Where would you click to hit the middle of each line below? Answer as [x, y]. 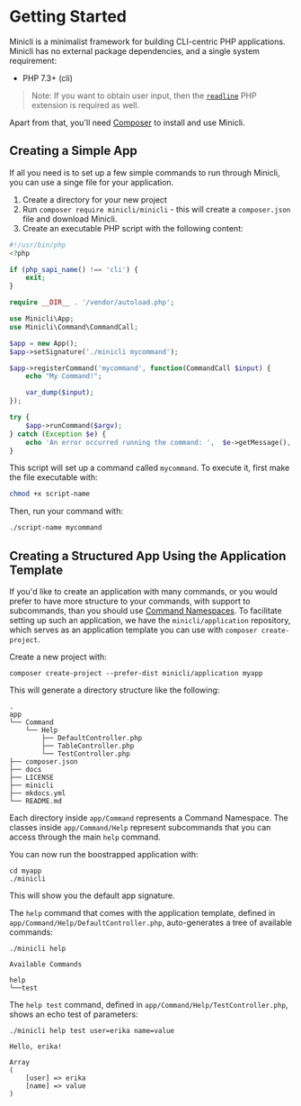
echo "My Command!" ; [64, 376]
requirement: [33, 60]
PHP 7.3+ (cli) [48, 77]
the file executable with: [53, 477]
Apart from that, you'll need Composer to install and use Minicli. [127, 122]
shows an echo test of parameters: [74, 1014]
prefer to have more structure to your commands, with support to [130, 601]
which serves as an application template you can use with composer [133, 630]
